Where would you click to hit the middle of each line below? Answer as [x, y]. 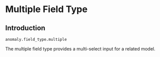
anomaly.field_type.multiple [36, 39]
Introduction [25, 28]
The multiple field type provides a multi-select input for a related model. [81, 49]
